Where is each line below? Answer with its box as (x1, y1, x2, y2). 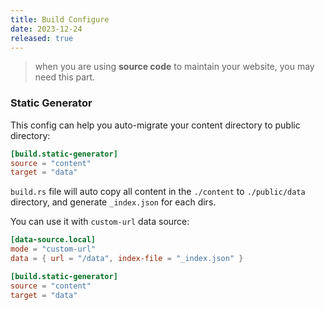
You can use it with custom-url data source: (10, 216, 190, 228)
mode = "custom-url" (10, 244, 97, 255)
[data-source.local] (10, 235, 97, 245)
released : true (10, 33, 74, 43)
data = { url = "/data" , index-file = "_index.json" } (10, 254, 244, 264)
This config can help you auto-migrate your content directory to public (10, 119, 301, 131)
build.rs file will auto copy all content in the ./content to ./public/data (10, 186, 306, 198)
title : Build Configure (10, 14, 110, 25)
